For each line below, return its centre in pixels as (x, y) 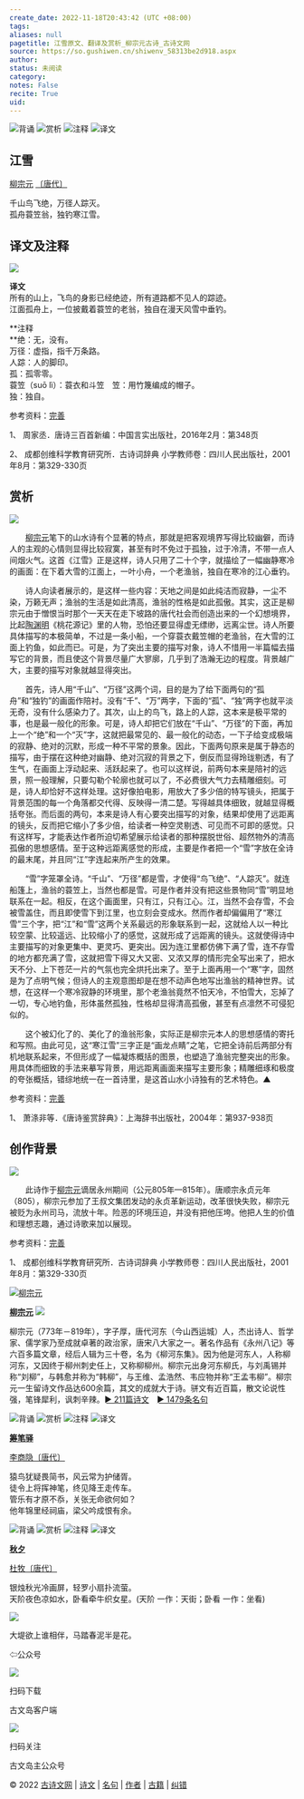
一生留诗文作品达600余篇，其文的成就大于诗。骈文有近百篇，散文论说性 (152, 1387)
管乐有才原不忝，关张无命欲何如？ (73, 1499)
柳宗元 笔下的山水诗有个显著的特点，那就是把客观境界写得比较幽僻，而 (156, 537)
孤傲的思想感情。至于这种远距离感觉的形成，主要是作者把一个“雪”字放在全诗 (152, 848)
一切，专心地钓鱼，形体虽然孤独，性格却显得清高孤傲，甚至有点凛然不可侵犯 (152, 1003)
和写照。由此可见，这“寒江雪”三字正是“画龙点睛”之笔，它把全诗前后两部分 (147, 1045)
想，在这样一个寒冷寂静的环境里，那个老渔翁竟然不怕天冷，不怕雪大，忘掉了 (152, 992)
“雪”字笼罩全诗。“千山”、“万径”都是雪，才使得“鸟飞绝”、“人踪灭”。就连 (157, 878)
